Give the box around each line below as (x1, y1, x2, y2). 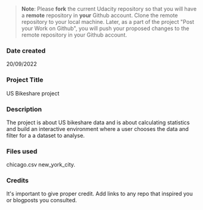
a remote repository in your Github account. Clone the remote (21, 12, 179, 19)
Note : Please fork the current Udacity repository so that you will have (21, 6, 197, 12)
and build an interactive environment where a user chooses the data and (6, 125, 189, 132)
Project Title (6, 76, 44, 84)
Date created (6, 46, 46, 54)
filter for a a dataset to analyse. (6, 132, 85, 139)
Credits (6, 176, 29, 185)
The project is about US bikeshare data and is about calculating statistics (6, 119, 190, 126)
